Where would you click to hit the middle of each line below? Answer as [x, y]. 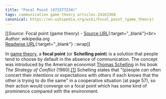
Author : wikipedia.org [28, 39]
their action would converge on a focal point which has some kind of [76, 86]
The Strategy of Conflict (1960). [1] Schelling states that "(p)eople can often [83, 70]
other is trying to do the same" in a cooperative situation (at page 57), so [80, 80]
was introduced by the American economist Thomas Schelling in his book [81, 65]
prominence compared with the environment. [52, 91]
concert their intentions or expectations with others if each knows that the [82, 75]
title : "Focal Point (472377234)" [41, 10]
